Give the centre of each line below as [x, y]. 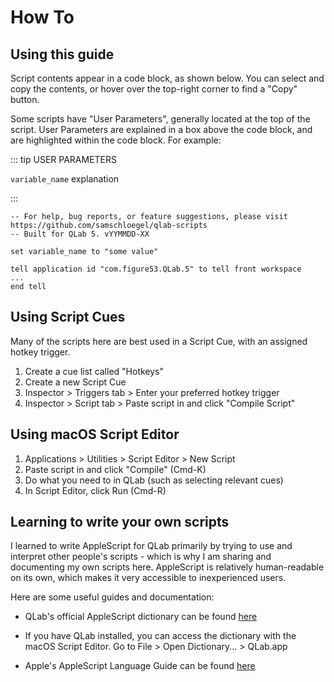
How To [42, 17]
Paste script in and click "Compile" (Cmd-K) [115, 469]
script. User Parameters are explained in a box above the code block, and [161, 129]
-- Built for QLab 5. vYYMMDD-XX [80, 234]
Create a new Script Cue [75, 382]
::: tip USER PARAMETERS [64, 159]
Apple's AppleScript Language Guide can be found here [140, 666]
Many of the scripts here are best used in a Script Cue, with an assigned [159, 341]
